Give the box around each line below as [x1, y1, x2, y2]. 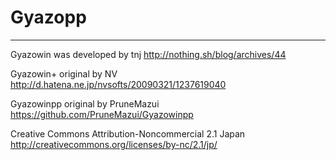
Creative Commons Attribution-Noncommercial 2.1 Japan [10, 127, 246, 140]
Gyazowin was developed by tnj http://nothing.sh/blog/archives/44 [10, 48, 287, 60]
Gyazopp [10, 6, 87, 29]
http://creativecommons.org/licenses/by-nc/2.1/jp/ [10, 138, 218, 150]
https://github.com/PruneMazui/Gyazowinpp [10, 108, 194, 120]
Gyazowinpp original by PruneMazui [10, 97, 160, 110]
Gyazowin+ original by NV [10, 67, 118, 80]
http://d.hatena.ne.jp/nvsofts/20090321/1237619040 [10, 78, 227, 90]
